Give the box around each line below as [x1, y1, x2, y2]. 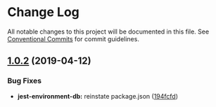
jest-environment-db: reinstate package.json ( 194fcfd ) [17, 92, 178, 100]
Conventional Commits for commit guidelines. [7, 34, 139, 43]
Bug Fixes [7, 76, 42, 86]
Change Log [7, 4, 80, 20]
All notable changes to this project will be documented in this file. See [7, 27, 210, 36]
